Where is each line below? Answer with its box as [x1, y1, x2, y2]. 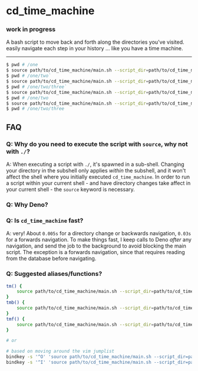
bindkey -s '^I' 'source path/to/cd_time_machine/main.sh [6, 359, 151, 366]
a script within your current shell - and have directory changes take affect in [6, 180, 191, 187]
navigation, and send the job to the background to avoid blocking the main [6, 242, 187, 249]
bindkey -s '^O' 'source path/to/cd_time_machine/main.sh [6, 354, 151, 360]
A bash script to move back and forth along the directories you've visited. [6, 38, 184, 45]
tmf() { [6, 316, 25, 322]
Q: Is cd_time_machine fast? [6, 216, 84, 224]
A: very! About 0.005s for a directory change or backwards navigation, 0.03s [6, 230, 192, 237]
